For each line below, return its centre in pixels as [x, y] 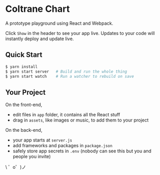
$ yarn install [22, 67]
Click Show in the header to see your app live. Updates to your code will [80, 33]
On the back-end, [24, 130]
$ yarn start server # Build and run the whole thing [66, 72]
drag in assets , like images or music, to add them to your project [81, 120]
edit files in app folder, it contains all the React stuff [66, 115]
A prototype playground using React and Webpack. [59, 23]
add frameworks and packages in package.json [63, 146]
